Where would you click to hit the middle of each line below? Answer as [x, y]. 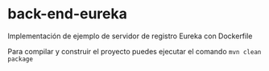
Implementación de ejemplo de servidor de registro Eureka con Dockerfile [130, 36]
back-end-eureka [68, 14]
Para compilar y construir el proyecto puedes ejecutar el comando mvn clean [134, 51]
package [21, 59]
